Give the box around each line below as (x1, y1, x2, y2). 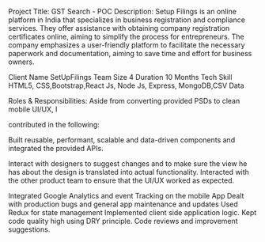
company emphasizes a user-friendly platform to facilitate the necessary (8, 40, 245, 50)
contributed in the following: (8, 120, 100, 129)
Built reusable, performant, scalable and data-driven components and (8, 135, 236, 145)
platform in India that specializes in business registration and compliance (8, 15, 245, 25)
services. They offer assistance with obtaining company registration (8, 24, 230, 32)
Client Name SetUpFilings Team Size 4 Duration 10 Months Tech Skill (8, 73, 233, 81)
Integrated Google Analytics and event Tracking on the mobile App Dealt (8, 191, 244, 200)
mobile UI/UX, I (8, 104, 58, 114)
